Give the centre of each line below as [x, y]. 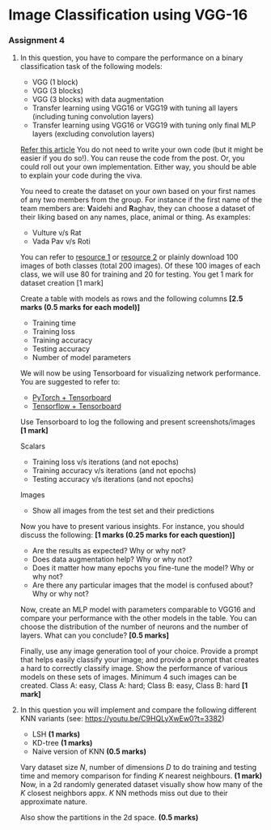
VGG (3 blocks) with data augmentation [98, 100]
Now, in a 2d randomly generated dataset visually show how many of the [141, 785]
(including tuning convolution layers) [93, 117]
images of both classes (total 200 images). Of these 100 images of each [140, 266]
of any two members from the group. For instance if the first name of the [141, 200]
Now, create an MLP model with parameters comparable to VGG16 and [138, 609]
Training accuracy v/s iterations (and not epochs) [114, 471]
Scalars [33, 446]
